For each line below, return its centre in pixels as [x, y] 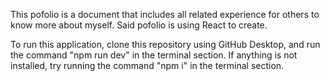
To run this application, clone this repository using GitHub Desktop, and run [165, 44]
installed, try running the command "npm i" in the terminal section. [147, 65]
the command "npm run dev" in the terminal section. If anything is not [154, 55]
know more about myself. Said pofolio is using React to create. [139, 25]
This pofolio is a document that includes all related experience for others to [165, 14]
